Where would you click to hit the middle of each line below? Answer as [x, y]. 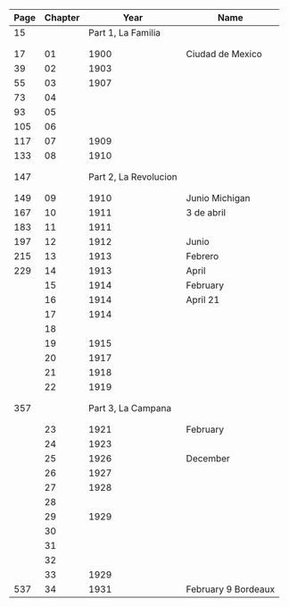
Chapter [62, 17]
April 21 [203, 300]
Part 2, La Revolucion [133, 177]
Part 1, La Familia [124, 33]
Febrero [202, 256]
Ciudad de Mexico [224, 54]
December [208, 458]
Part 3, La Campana [130, 408]
